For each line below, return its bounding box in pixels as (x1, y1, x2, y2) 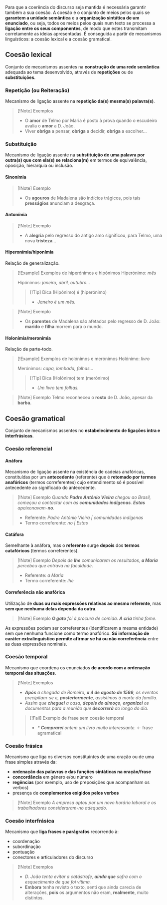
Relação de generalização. (5, 260, 60, 266)
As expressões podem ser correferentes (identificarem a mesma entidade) (5, 625, 159, 631)
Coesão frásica (5, 742, 43, 749)
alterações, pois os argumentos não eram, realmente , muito (24, 890, 149, 896)
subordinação (12, 844, 41, 850)
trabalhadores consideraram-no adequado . (17, 805, 108, 811)
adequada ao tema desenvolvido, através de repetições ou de (5, 69, 133, 75)
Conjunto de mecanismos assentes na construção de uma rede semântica (5, 63, 160, 69)
